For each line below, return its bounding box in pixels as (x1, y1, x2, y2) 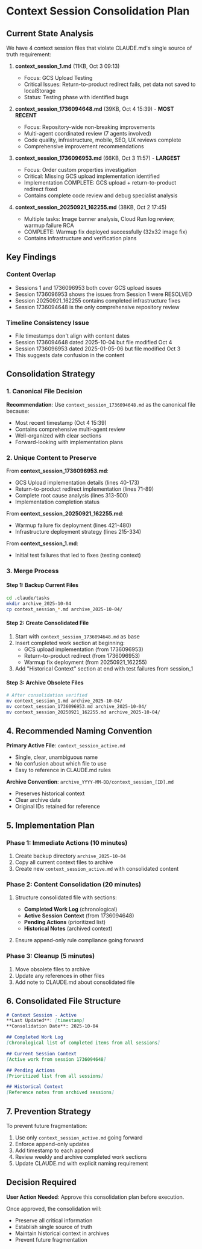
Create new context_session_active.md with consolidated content (14, 865, 179, 873)
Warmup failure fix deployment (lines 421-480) (14, 522, 131, 529)
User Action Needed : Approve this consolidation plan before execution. (6, 1193, 185, 1201)
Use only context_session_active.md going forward (14, 1133, 143, 1141)
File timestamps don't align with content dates (14, 332, 130, 339)
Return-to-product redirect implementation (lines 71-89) (14, 485, 154, 493)
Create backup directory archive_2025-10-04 (14, 852, 126, 860)
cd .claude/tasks (6, 595, 50, 602)
